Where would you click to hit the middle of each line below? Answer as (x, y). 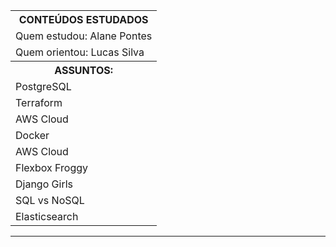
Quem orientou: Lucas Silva (80, 52)
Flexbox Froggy (52, 167)
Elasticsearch (47, 216)
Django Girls (44, 184)
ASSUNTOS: (84, 70)
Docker (32, 135)
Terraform (39, 102)
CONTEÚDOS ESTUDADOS (83, 19)
